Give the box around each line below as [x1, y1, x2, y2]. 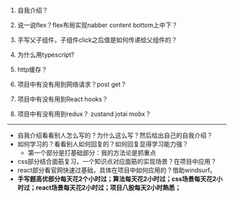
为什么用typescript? [17, 51, 75, 59]
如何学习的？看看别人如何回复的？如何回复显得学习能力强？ [17, 140, 189, 148]
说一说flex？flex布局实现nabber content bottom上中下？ [17, 21, 178, 29]
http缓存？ [17, 66, 47, 73]
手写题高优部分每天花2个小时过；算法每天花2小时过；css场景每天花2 [17, 175, 217, 183]
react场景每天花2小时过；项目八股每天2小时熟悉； [36, 183, 181, 192]
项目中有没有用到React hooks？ [17, 95, 109, 103]
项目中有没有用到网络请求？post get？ [17, 80, 127, 89]
